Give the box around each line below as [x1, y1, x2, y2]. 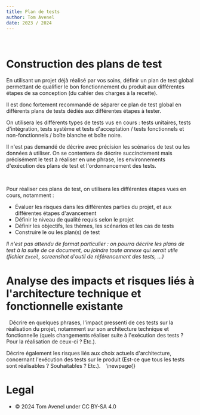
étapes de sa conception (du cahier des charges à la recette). [6, 90, 158, 97]
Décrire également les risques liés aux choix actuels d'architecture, [6, 350, 172, 357]
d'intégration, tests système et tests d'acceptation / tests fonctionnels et [6, 125, 184, 133]
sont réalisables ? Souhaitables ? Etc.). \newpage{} [6, 362, 136, 370]
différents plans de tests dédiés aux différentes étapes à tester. [6, 107, 162, 115]
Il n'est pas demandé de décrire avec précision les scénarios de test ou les [6, 143, 190, 150]
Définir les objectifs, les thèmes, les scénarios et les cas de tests [14, 222, 174, 230]
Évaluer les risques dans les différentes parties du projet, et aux [14, 204, 172, 211]
